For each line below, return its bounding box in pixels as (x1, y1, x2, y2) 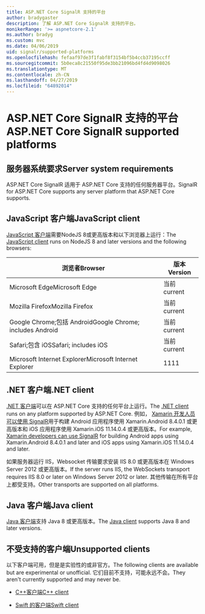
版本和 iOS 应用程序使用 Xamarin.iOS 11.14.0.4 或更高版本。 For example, (11, 425, 192, 432)
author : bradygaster (6, 15, 59, 21)
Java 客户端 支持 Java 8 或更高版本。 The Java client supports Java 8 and (6, 518, 190, 525)
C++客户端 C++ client (15, 588, 69, 596)
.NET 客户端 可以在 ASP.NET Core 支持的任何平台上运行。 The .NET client (6, 402, 189, 410)
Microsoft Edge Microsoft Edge (9, 283, 97, 291)
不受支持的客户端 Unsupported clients (6, 544, 151, 554)
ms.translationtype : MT (6, 66, 67, 72)
